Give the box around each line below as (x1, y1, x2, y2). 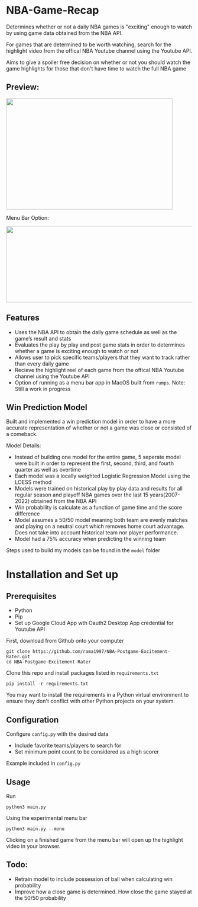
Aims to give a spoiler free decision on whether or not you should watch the (6, 59, 191, 66)
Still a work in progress (14, 385, 71, 392)
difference (14, 510, 40, 517)
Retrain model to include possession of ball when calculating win (14, 875, 173, 883)
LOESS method (14, 479, 52, 486)
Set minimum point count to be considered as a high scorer (14, 748, 160, 755)
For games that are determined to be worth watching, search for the (6, 41, 171, 48)
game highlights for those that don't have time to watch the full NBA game (6, 65, 187, 72)
